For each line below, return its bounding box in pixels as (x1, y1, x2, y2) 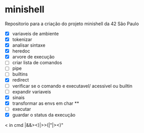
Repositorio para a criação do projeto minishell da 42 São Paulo (5, 21, 139, 27)
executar (12, 106, 31, 112)
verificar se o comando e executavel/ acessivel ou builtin (12, 83, 133, 89)
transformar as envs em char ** (12, 100, 79, 106)
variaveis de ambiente (12, 30, 59, 36)
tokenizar (12, 36, 32, 42)
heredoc (12, 48, 30, 54)
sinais (12, 94, 25, 101)
